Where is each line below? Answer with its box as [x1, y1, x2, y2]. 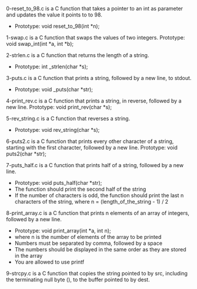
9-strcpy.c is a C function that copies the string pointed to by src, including [6, 270, 188, 277]
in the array [14, 253, 43, 259]
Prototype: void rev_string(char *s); [14, 127, 100, 133]
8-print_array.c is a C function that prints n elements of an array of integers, [6, 210, 190, 217]
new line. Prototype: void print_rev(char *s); [6, 104, 112, 111]
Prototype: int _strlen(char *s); [14, 63, 88, 70]
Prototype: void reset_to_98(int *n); [14, 23, 100, 29]
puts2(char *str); [6, 150, 47, 157]
